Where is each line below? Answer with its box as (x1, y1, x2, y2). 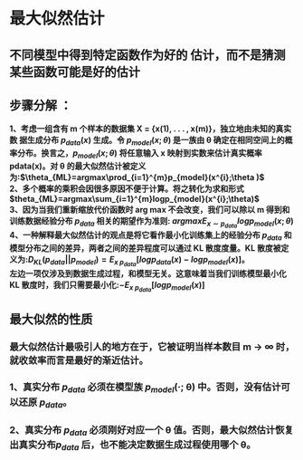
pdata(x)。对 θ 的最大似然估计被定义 (9, 160, 147, 171)
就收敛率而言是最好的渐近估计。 (9, 354, 149, 367)
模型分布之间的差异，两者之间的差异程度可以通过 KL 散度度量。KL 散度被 (9, 242, 281, 254)
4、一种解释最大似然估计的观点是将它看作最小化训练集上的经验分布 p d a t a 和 (9, 230, 292, 243)
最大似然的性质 (9, 311, 93, 327)
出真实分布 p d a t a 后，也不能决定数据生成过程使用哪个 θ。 (9, 438, 256, 453)
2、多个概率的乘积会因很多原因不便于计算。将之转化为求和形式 (9, 183, 244, 194)
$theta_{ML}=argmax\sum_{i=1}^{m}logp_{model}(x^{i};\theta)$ (9, 193, 260, 204)
